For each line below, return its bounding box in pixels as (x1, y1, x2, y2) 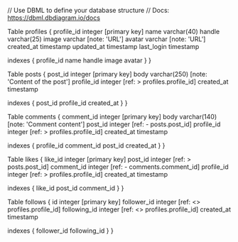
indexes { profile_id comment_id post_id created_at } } (7, 141, 166, 150)
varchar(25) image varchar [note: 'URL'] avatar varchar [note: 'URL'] (7, 35, 206, 43)
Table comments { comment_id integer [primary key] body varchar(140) (7, 113, 217, 121)
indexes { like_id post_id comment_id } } (7, 184, 124, 192)
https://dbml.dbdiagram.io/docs (7, 13, 101, 22)
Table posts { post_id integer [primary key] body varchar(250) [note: (7, 70, 207, 78)
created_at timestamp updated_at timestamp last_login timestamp (7, 43, 200, 50)
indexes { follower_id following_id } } (7, 226, 114, 235)
